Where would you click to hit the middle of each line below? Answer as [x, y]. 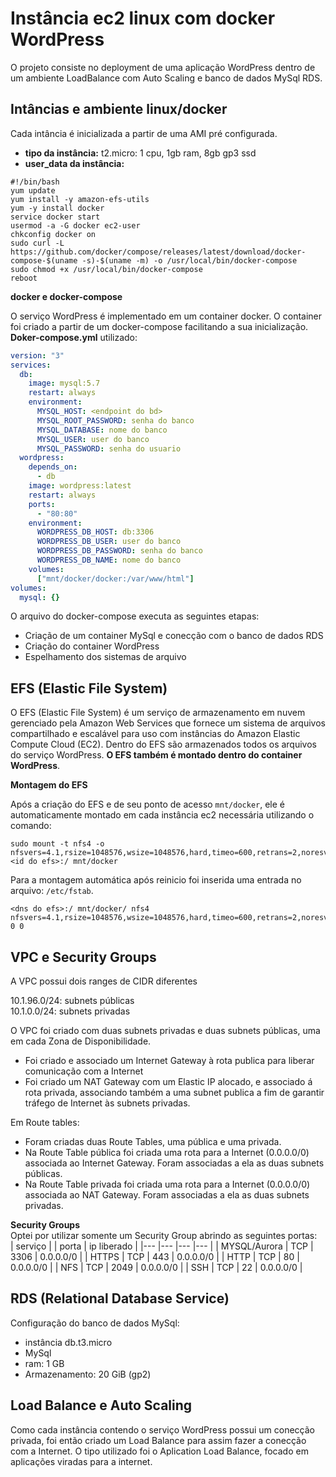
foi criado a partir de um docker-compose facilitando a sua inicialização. [159, 326]
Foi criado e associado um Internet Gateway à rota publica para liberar [169, 1060]
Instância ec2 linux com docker [143, 18]
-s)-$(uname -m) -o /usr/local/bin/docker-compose [189, 260]
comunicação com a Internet [84, 1071]
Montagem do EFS [49, 785]
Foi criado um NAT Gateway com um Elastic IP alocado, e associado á [168, 1081]
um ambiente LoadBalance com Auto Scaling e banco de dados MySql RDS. [166, 78]
